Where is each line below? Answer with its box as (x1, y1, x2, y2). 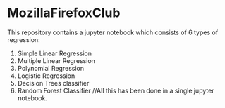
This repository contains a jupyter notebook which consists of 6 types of (7, 28, 219, 36)
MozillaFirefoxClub (7, 5, 121, 21)
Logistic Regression (17, 72, 75, 80)
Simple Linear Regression (17, 49, 92, 58)
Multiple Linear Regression (17, 56, 95, 65)
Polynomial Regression (17, 64, 85, 72)
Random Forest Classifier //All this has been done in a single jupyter (17, 86, 214, 95)
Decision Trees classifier (17, 79, 90, 87)
